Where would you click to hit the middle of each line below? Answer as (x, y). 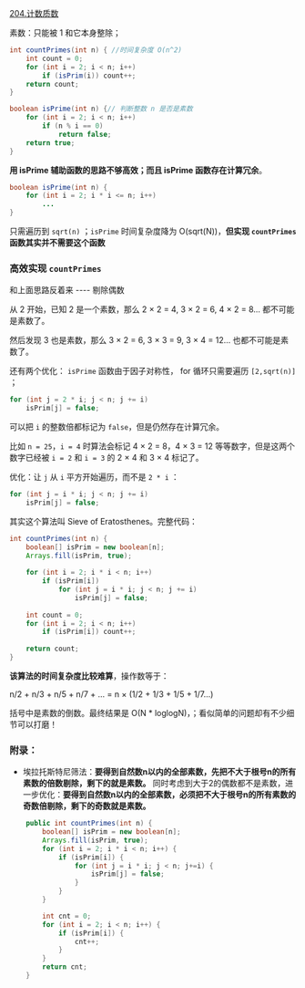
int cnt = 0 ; (67, 916)
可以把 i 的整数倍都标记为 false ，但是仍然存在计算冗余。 (117, 427)
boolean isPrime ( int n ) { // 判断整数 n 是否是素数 (101, 109)
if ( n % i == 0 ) (73, 126)
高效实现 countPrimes (56, 268)
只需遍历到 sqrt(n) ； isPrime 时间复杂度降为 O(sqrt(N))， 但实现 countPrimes (153, 231)
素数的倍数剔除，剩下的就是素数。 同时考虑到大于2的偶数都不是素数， (154, 784)
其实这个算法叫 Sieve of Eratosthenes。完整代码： (104, 521)
